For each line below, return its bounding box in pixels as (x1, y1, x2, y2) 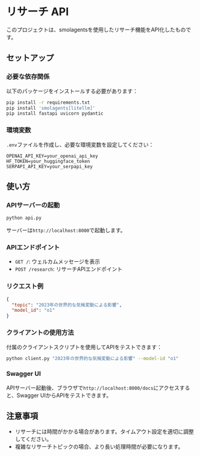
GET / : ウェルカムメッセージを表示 (14, 258, 101, 265)
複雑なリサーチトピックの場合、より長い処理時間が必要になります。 (14, 443, 184, 451)
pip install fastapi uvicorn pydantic (6, 110, 104, 117)
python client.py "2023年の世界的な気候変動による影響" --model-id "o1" (6, 355, 179, 361)
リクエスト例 (6, 282, 44, 291)
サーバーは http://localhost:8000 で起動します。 (6, 227, 126, 234)
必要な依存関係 (6, 72, 50, 81)
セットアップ (6, 53, 54, 63)
